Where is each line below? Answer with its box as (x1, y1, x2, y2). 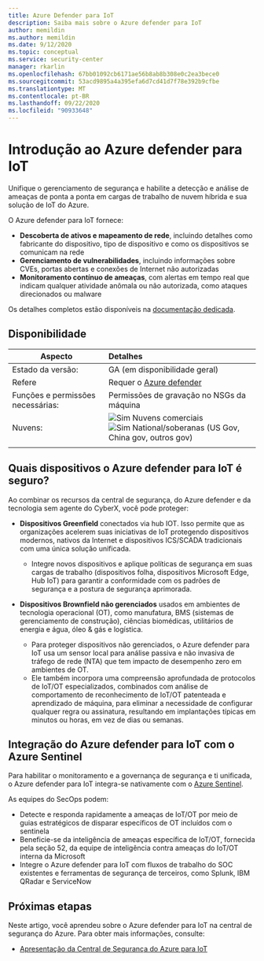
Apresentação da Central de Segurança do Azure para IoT (19, 944, 208, 954)
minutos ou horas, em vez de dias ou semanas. (31, 714, 184, 725)
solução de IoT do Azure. (8, 200, 90, 210)
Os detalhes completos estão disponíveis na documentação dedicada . (8, 304, 236, 314)
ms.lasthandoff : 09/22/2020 (8, 99, 101, 107)
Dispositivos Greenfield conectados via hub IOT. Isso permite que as (19, 518, 245, 528)
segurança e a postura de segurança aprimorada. (31, 584, 192, 593)
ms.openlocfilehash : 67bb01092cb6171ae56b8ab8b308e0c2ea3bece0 (8, 70, 220, 78)
